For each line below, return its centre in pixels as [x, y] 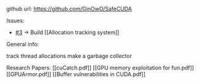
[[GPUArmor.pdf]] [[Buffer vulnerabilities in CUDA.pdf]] [76, 74]
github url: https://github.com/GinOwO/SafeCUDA [69, 9]
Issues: [15, 20]
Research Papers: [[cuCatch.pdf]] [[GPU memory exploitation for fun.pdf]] [100, 68]
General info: [23, 44]
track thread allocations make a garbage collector [69, 56]
